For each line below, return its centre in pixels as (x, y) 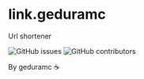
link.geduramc (57, 14)
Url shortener (30, 36)
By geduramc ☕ (34, 66)
